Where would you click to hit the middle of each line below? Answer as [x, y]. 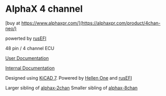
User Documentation [27, 58]
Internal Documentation [30, 68]
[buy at [13, 23]
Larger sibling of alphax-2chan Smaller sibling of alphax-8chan [72, 88]
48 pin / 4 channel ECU [30, 48]
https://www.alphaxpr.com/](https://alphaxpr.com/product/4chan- [91, 23]
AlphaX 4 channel [44, 9]
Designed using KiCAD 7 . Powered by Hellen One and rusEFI [69, 78]
